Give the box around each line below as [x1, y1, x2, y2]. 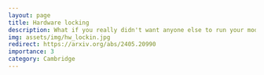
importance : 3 [8, 48, 55, 55]
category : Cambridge [8, 55, 76, 63]
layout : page [8, 11, 51, 20]
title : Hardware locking [8, 19, 90, 27]
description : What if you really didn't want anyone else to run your [8, 26, 244, 34]
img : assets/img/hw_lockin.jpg [8, 33, 111, 41]
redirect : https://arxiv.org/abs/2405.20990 [8, 41, 156, 48]
